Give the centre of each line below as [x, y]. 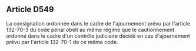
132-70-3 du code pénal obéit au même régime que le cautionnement [90, 30]
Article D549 [30, 10]
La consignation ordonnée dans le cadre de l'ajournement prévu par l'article [98, 23]
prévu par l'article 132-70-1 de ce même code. [62, 42]
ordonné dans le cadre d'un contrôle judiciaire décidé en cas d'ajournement [98, 36]
